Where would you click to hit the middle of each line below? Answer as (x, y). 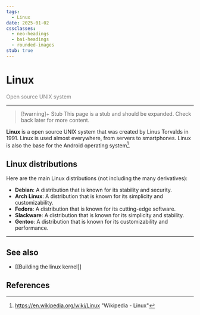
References (28, 285)
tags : (13, 12)
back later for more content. (55, 120)
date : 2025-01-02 (28, 23)
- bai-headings (30, 39)
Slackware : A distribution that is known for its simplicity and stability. (99, 215)
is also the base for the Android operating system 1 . (68, 145)
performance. (32, 228)
